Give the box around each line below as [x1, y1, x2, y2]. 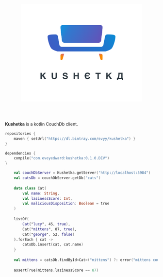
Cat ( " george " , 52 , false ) [22, 232, 75, 237]
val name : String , [22, 191, 60, 196]
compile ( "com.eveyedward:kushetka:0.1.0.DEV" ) [14, 156, 110, 161]
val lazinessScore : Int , [22, 196, 73, 201]
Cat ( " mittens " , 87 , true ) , [22, 226, 77, 232]
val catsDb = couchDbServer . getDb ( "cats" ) [14, 175, 101, 181]
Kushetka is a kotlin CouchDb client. [5, 121, 79, 127]
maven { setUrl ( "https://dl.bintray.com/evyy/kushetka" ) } [14, 136, 136, 141]
